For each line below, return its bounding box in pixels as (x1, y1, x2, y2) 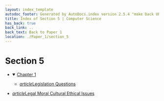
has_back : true (5, 20, 36, 26)
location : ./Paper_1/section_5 (5, 35, 69, 40)
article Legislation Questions (19, 81, 76, 87)
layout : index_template (5, 7, 54, 12)
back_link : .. (5, 25, 34, 30)
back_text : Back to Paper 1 (5, 30, 62, 35)
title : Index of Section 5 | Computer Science (5, 16, 102, 21)
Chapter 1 (17, 71, 37, 77)
